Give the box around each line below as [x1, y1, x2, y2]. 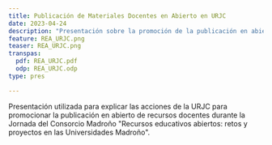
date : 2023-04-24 [8, 19, 67, 28]
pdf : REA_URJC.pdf [15, 58, 79, 66]
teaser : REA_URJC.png [8, 42, 82, 50]
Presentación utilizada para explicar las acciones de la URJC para [8, 101, 228, 111]
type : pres [8, 72, 45, 80]
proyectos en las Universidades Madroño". [8, 127, 151, 137]
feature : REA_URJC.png [8, 34, 85, 43]
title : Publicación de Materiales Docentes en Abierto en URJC [8, 11, 227, 20]
